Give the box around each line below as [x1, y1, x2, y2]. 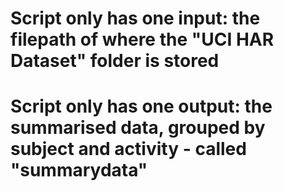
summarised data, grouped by [10, 117, 266, 139]
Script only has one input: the [10, 7, 261, 30]
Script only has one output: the [10, 95, 273, 118]
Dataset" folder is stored [10, 50, 220, 72]
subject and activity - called [10, 138, 247, 161]
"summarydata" [10, 159, 148, 182]
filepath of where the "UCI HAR [10, 28, 275, 51]
